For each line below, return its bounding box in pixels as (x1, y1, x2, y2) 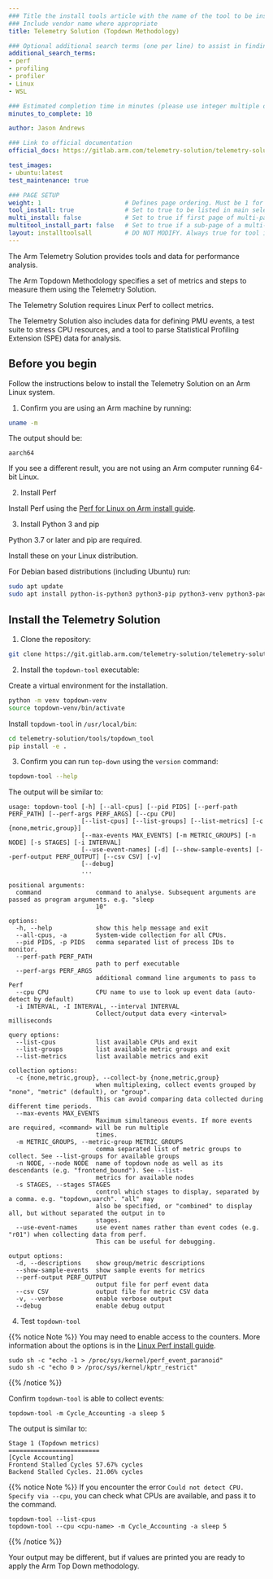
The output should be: (8, 433, 83, 443)
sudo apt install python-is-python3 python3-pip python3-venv (8, 590, 223, 599)
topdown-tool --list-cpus (8, 1515, 96, 1524)
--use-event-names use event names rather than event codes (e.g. (15, 1224, 260, 1232)
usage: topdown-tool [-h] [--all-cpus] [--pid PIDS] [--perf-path (8, 803, 238, 811)
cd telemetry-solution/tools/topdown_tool (8, 734, 154, 742)
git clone (8, 650, 42, 658)
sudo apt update (8, 583, 63, 591)
